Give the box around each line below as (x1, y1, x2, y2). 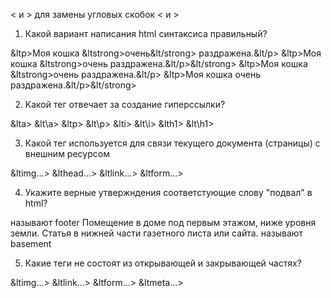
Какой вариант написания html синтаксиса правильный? (24, 28, 268, 39)
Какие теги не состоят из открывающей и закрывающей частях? (24, 257, 302, 269)
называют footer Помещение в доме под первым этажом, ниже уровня (10, 217, 317, 228)
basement (10, 238, 52, 249)
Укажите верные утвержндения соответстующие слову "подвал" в (24, 187, 313, 198)
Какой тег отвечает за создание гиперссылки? (24, 99, 226, 110)
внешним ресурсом (24, 148, 110, 159)
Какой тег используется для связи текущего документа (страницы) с (24, 137, 321, 149)
